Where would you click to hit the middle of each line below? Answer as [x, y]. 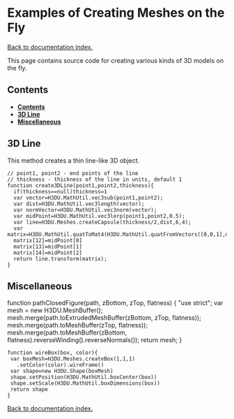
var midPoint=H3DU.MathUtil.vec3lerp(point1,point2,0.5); [100, 216]
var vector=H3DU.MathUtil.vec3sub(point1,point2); [88, 198]
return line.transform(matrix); [61, 259]
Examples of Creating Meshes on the [116, 13]
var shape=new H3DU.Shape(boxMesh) [62, 372]
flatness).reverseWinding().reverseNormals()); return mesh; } [95, 340]
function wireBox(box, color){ [53, 353]
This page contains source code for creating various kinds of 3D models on [116, 60]
